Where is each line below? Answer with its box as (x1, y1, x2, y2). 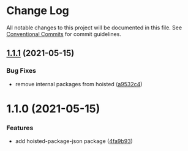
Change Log (6, 4, 69, 18)
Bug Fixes (6, 67, 37, 75)
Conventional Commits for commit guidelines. (6, 30, 121, 37)
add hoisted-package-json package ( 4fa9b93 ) (15, 138, 133, 145)
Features (6, 123, 34, 132)
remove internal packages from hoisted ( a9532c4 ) (15, 80, 143, 87)
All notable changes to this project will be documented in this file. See (6, 24, 182, 31)
